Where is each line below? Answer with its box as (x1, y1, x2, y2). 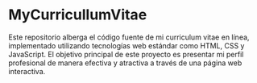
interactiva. (8, 66, 46, 76)
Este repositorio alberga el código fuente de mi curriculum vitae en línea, (8, 32, 250, 42)
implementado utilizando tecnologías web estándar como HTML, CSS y (8, 40, 245, 50)
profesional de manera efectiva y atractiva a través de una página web (8, 58, 242, 68)
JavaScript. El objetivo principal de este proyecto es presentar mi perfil (8, 49, 244, 59)
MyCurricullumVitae (8, 6, 147, 24)
